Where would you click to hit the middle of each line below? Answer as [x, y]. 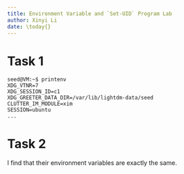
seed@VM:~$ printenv [37, 80]
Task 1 [25, 61]
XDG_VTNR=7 [23, 86]
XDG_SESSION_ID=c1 [34, 92]
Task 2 [27, 144]
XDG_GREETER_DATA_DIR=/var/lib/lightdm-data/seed [81, 98]
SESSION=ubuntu [29, 110]
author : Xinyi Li [32, 20]
